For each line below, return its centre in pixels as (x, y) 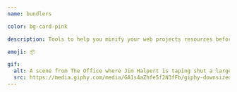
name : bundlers (30, 14)
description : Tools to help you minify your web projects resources (110, 39)
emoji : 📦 (22, 52)
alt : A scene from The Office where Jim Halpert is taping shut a (113, 71)
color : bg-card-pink (38, 26)
